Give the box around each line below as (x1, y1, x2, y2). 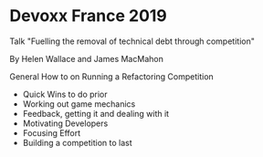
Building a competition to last (22, 137, 132, 148)
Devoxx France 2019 (9, 5, 167, 26)
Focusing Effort (22, 127, 81, 138)
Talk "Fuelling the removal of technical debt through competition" (9, 36, 256, 47)
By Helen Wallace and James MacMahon (9, 53, 164, 64)
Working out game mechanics (22, 98, 136, 110)
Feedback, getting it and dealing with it (22, 108, 170, 119)
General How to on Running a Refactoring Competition (9, 70, 215, 82)
